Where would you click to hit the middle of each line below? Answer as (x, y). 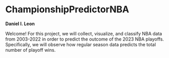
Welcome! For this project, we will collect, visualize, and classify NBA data (84, 33)
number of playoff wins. (31, 50)
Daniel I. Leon (20, 24)
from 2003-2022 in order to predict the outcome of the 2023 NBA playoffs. (85, 39)
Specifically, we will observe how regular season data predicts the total (81, 44)
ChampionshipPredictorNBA (67, 9)
